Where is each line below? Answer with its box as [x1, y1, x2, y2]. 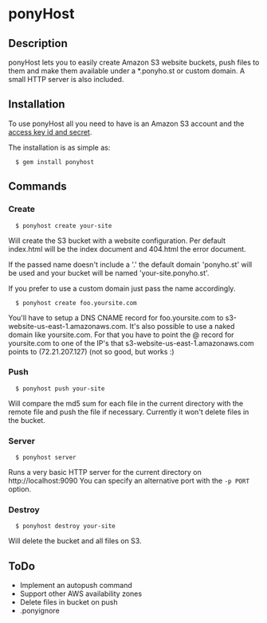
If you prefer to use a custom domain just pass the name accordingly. [8, 284, 236, 293]
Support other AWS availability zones [19, 589, 142, 598]
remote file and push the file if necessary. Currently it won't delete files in [8, 407, 249, 417]
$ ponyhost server [15, 453, 77, 462]
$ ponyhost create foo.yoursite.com [15, 299, 137, 307]
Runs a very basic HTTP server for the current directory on [8, 468, 202, 477]
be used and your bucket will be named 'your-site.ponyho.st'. [8, 268, 210, 277]
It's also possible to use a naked [129, 321, 235, 331]
